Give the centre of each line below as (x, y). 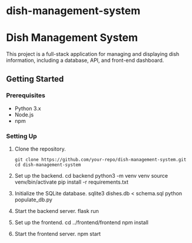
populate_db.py (34, 200)
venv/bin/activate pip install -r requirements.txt (71, 182)
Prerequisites (26, 95)
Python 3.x (28, 108)
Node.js (24, 114)
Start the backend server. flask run (57, 211)
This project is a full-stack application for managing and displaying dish (93, 54)
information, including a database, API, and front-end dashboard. (85, 61)
